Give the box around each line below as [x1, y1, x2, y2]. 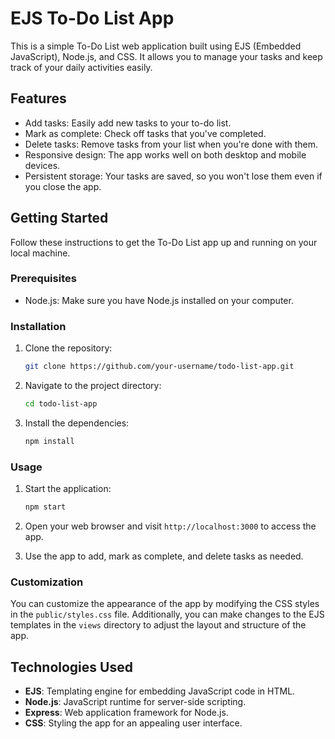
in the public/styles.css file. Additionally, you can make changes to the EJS [10, 608, 325, 621]
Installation [10, 319, 67, 333]
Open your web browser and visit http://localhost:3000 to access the [24, 520, 317, 532]
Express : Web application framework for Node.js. [24, 707, 229, 719]
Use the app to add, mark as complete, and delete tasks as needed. [24, 550, 304, 562]
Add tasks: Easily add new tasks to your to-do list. [24, 117, 232, 129]
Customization [10, 575, 84, 589]
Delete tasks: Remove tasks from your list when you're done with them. [24, 138, 319, 150]
